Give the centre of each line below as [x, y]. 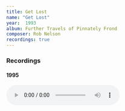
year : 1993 [21, 23]
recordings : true [28, 40]
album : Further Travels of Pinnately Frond [62, 28]
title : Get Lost [27, 12]
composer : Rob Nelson [34, 34]
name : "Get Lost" [28, 17]
